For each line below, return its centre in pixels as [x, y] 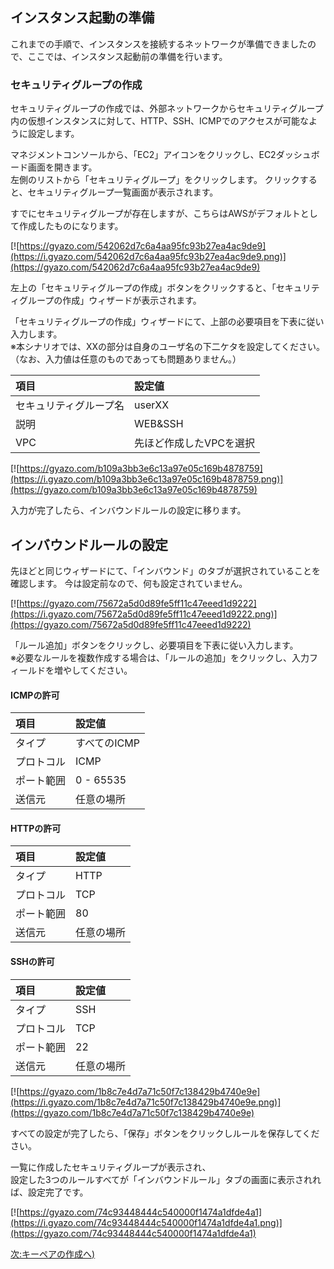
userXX [152, 405]
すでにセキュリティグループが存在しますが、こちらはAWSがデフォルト [155, 214]
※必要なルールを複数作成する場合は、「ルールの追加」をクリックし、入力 [160, 657]
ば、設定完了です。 [49, 1192]
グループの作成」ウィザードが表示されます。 [110, 300]
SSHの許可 [32, 961]
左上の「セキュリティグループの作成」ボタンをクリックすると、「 [143, 288]
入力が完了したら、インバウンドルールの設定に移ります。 [128, 510]
